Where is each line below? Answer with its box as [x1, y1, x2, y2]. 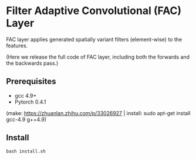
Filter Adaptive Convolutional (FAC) [6, 4, 182, 18]
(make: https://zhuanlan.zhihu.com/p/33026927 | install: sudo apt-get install [6, 109, 191, 116]
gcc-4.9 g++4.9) [6, 116, 47, 123]
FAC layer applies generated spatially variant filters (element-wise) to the [6, 36, 183, 43]
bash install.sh [6, 148, 46, 154]
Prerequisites [6, 77, 56, 87]
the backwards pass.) [6, 60, 59, 67]
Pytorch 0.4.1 [14, 98, 46, 105]
